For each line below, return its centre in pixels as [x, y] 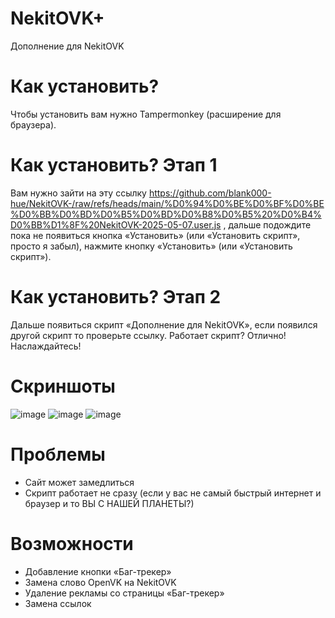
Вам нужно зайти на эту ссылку [78, 193]
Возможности [72, 543]
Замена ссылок [58, 603]
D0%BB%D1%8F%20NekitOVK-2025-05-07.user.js [116, 224]
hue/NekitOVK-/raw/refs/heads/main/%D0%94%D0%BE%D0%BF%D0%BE [167, 203]
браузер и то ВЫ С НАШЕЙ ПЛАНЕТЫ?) [109, 503]
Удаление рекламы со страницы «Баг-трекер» [124, 593]
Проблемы [58, 454]
